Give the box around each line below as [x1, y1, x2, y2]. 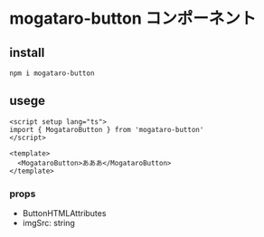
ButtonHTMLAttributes [22, 208, 107, 219]
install [9, 44, 45, 60]
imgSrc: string [22, 218, 75, 229]
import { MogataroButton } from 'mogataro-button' [9, 125, 204, 134]
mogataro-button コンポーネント [9, 8, 257, 29]
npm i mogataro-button [9, 69, 95, 78]
